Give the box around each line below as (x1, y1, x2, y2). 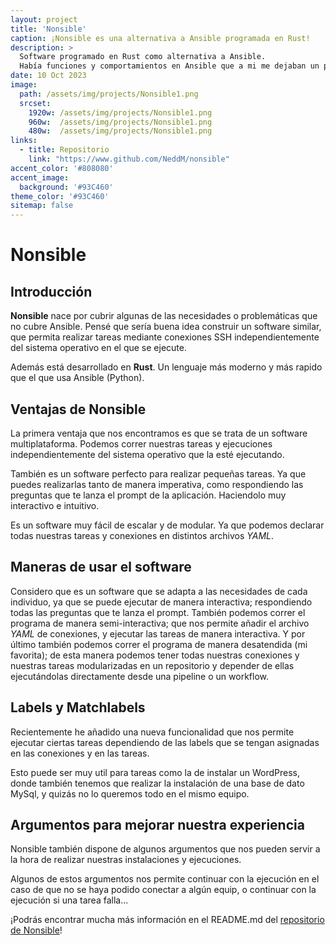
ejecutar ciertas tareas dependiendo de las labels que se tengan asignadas (10, 736, 320, 748)
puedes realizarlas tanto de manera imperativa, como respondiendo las (10, 478, 304, 490)
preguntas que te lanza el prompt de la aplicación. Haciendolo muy (10, 489, 287, 501)
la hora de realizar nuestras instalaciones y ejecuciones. (10, 854, 242, 866)
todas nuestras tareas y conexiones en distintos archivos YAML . (10, 529, 275, 541)
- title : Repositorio (19, 145, 110, 155)
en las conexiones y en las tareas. (10, 747, 150, 759)
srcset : (19, 98, 52, 108)
